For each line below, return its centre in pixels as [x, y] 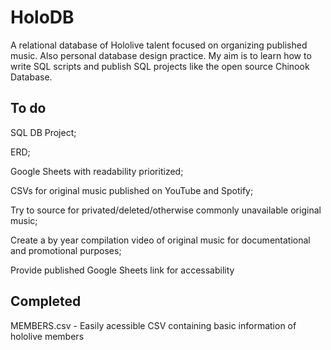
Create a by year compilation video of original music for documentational [160, 240]
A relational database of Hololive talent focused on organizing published [159, 45]
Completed [46, 301]
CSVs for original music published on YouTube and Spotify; [132, 190]
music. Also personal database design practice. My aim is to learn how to [161, 55]
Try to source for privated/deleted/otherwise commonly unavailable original [166, 210]
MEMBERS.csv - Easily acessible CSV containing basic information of [153, 325]
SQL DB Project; [43, 132]
